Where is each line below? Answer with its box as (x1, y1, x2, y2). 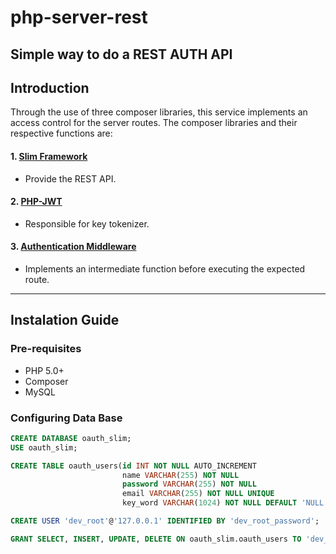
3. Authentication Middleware (10, 241, 137, 253)
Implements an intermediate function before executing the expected (24, 263, 306, 275)
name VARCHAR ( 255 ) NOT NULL (121, 470, 240, 480)
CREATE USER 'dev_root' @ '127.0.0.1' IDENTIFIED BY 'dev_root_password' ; (10, 516, 320, 526)
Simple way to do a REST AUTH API (10, 46, 233, 63)
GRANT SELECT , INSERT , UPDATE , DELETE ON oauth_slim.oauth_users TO (10, 534, 302, 544)
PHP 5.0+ (24, 364, 65, 376)
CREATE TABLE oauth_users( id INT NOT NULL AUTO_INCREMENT (10, 461, 257, 471)
